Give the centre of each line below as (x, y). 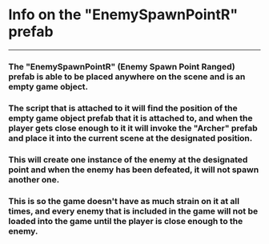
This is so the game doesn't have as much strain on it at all (124, 201)
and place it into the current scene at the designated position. (130, 138)
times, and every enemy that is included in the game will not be (133, 211)
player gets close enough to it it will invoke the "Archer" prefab (133, 128)
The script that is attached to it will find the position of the (123, 108)
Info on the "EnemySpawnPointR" (123, 15)
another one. (34, 179)
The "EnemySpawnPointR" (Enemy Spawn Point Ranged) (122, 66)
